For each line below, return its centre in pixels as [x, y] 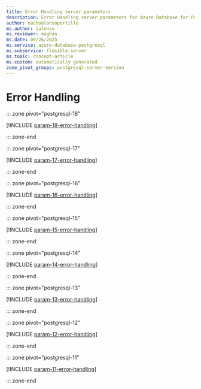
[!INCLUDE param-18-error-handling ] [52, 125]
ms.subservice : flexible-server [46, 51]
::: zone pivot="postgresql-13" [43, 288]
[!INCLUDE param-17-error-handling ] [52, 160]
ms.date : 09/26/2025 [32, 40]
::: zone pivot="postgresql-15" [43, 218]
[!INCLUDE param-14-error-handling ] [52, 265]
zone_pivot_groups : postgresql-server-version [65, 67]
